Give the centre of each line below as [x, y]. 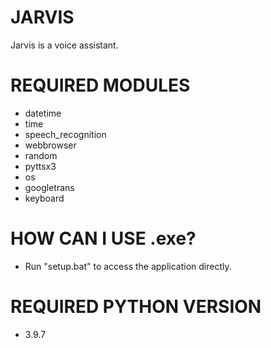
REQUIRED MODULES [100, 85]
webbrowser [50, 145]
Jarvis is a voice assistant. [64, 45]
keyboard [44, 198]
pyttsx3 [40, 166]
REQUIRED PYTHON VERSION [136, 307]
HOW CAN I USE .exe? [103, 238]
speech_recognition [65, 134]
